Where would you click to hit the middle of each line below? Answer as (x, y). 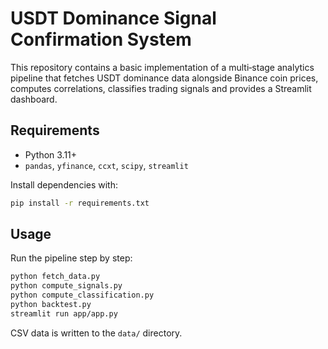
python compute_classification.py (82, 295)
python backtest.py (51, 305)
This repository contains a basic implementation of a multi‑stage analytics (162, 67)
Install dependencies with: (64, 184)
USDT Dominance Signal (113, 18)
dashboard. (34, 99)
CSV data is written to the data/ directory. (96, 333)
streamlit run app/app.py (64, 313)
